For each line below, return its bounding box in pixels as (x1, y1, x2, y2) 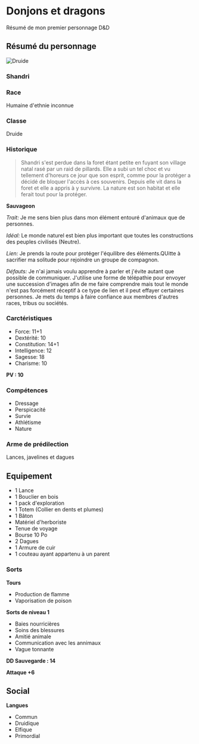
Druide (6, 130, 23, 138)
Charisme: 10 (14, 359, 48, 367)
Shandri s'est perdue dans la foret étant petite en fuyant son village (20, 158, 186, 166)
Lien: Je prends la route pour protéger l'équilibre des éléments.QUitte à (6, 249, 181, 257)
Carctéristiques (6, 314, 52, 322)
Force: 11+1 (14, 328, 42, 335)
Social (6, 686, 30, 696)
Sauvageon (6, 202, 35, 209)
